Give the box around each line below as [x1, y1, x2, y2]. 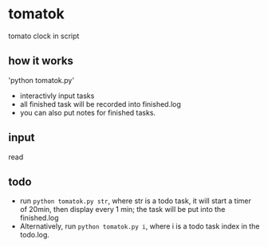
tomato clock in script [8, 31, 80, 41]
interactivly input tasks [19, 91, 95, 100]
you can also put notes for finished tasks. [19, 108, 156, 117]
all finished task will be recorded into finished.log [19, 99, 182, 108]
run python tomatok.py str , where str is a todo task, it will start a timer [19, 196, 251, 206]
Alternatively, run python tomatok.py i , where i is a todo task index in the [19, 222, 260, 231]
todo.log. [19, 230, 50, 240]
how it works [8, 54, 74, 68]
